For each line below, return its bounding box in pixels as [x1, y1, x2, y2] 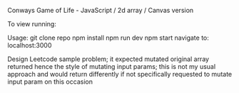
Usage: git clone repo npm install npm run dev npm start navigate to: [7, 33, 209, 42]
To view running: [7, 20, 57, 28]
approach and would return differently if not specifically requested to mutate [7, 70, 233, 78]
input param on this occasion [7, 77, 93, 86]
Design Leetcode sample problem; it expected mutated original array [7, 55, 209, 63]
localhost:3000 [7, 41, 52, 49]
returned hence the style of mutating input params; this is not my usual [7, 62, 216, 70]
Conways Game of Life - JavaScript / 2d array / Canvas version [7, 6, 194, 14]
